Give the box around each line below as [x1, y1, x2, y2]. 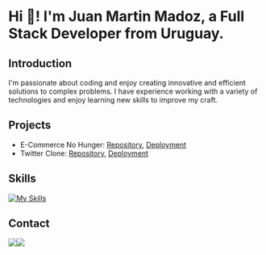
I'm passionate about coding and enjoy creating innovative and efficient [8, 78, 246, 87]
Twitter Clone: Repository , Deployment [19, 148, 149, 158]
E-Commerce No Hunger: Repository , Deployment [19, 140, 187, 149]
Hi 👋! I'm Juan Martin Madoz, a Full [8, 7, 245, 26]
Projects [8, 119, 52, 132]
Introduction [8, 56, 73, 70]
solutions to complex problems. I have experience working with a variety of [8, 86, 258, 96]
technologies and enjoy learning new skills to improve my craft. [8, 95, 218, 104]
